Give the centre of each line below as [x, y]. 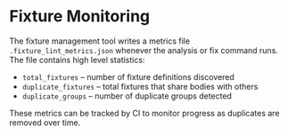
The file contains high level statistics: [77, 60]
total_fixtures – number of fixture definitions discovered [128, 76]
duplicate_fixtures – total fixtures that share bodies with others [140, 86]
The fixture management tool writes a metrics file [99, 41]
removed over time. [45, 123]
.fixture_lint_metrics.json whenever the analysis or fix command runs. [144, 50]
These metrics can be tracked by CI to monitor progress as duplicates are [144, 113]
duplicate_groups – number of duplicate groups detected [127, 96]
